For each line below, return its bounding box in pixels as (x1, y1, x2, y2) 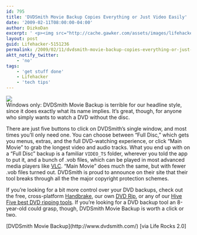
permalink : (6, 47, 33, 53)
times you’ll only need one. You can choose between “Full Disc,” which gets (6, 131, 189, 138)
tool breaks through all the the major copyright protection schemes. (6, 175, 169, 182)
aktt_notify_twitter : (6, 52, 59, 58)
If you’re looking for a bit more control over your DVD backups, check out (6, 186, 184, 193)
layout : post (6, 36, 38, 42)
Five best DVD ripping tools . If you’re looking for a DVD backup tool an (6, 199, 176, 206)
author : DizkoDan (6, 25, 49, 31)
